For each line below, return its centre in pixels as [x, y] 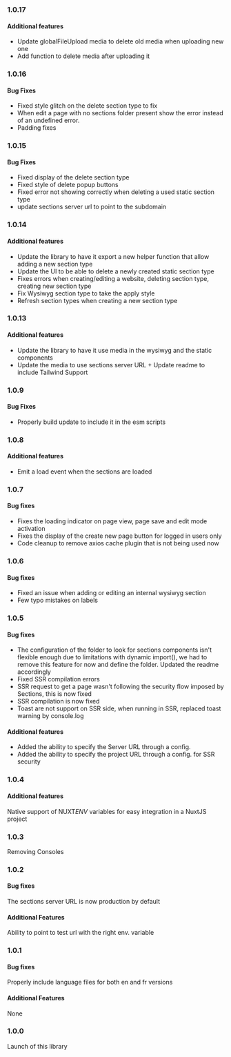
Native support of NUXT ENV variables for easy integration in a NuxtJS [107, 811]
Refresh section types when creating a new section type [97, 300]
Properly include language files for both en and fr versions [90, 982]
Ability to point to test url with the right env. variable [81, 933]
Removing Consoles [36, 851]
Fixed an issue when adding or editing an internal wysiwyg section [112, 593]
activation [31, 528]
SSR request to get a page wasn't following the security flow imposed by [120, 687]
